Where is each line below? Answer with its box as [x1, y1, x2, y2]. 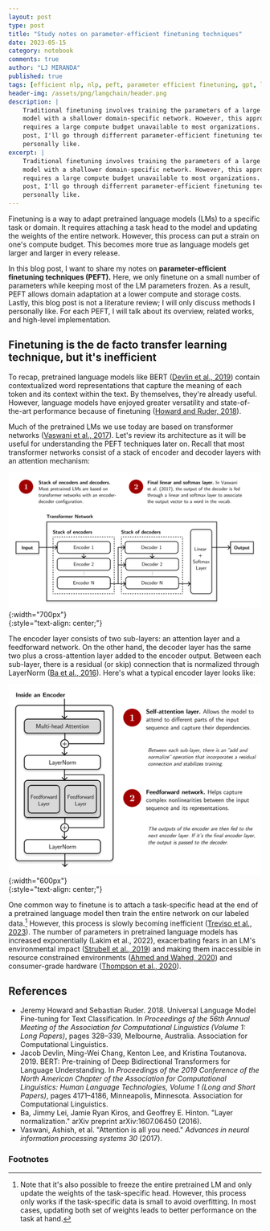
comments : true [8, 55, 59, 63]
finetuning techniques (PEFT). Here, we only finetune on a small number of [8, 272, 260, 281]
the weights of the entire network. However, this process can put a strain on [8, 231, 260, 240]
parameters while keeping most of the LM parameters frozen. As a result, [8, 281, 251, 290]
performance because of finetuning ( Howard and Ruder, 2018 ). [33, 406, 242, 415]
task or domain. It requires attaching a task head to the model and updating [8, 223, 258, 232]
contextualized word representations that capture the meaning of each [8, 380, 243, 390]
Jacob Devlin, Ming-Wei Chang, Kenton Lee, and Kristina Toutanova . [19, 1049, 247, 1058]
